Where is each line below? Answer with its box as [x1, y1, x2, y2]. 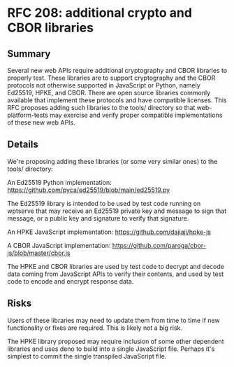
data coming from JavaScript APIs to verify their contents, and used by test [7, 270, 224, 278]
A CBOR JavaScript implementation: [7, 241, 111, 249]
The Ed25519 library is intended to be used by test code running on [7, 199, 201, 207]
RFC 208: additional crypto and [7, 5, 192, 21]
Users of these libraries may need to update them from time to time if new [7, 316, 220, 324]
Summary [7, 48, 51, 60]
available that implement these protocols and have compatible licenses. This [7, 96, 227, 104]
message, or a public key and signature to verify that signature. [7, 214, 189, 222]
